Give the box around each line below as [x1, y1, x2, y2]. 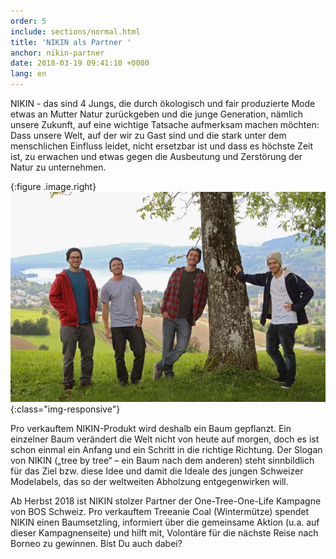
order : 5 [10, 16, 47, 26]
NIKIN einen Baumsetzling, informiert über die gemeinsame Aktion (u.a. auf [10, 516, 320, 528]
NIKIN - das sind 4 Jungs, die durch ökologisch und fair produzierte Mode [10, 98, 316, 109]
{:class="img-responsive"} [10, 403, 121, 415]
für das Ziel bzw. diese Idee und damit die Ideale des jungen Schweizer [10, 465, 304, 477]
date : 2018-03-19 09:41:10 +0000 [10, 58, 150, 69]
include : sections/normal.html [10, 26, 141, 37]
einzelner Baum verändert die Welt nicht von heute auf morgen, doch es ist [10, 433, 320, 445]
